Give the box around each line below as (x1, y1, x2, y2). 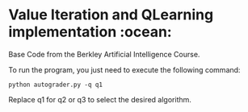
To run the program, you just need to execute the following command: (8, 64, 241, 74)
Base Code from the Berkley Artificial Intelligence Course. (8, 49, 200, 59)
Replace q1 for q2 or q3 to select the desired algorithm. (8, 94, 192, 104)
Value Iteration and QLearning (8, 6, 214, 24)
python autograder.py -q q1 (8, 81, 103, 89)
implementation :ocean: (8, 23, 172, 41)
